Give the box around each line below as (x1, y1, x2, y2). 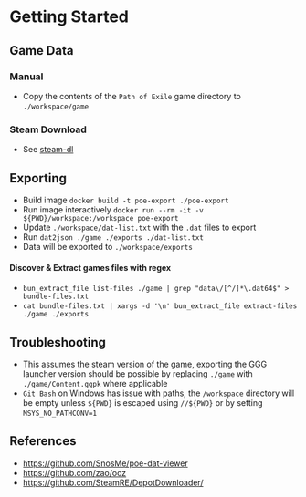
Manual (9, 70, 44, 83)
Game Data (9, 43, 74, 58)
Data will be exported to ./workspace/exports (22, 241, 194, 252)
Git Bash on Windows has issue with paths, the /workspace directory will (22, 388, 295, 399)
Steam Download (9, 123, 87, 136)
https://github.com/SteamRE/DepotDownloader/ (22, 477, 204, 488)
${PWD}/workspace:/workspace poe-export (22, 213, 179, 223)
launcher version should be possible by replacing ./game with (22, 368, 253, 379)
